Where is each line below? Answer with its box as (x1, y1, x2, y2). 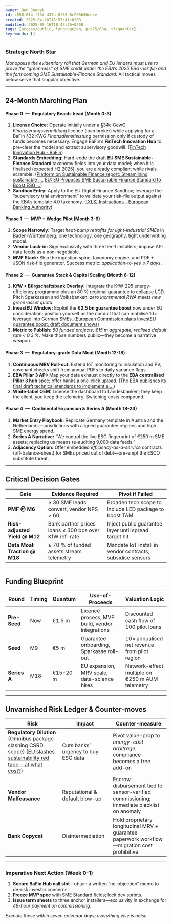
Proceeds (89, 599, 113, 606)
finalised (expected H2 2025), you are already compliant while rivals (12, 166, 157, 172)
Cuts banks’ (62, 741, 91, 749)
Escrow (113, 776, 131, 783)
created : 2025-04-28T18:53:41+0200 (5, 17, 81, 22)
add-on (113, 764, 132, 771)
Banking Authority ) (12, 204, 53, 210)
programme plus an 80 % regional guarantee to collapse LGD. (35, 288, 165, 295)
